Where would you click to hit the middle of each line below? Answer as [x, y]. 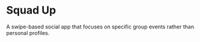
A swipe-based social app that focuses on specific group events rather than [100, 27]
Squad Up [31, 10]
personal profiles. [28, 33]
